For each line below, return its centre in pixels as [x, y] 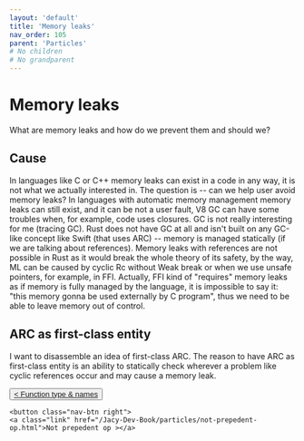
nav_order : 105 [38, 34]
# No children [36, 52]
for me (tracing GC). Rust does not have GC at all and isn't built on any [141, 229]
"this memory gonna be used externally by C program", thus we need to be [150, 296]
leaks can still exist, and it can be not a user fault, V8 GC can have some [144, 209]
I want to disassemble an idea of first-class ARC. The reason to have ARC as [152, 356]
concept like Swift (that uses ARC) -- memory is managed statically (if [155, 238]
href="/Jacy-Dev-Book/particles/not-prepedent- [166, 420]
